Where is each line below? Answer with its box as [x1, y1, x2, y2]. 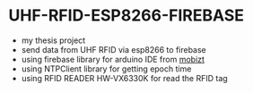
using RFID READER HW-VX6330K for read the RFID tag [21, 72, 228, 83]
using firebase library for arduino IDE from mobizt [21, 54, 205, 64]
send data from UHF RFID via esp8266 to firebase [21, 44, 207, 54]
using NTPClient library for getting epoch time [21, 63, 192, 74]
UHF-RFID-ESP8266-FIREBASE [8, 5, 244, 26]
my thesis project [21, 35, 86, 46]
